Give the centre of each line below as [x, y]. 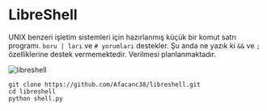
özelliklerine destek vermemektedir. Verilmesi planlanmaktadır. [112, 54]
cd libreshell [32, 91]
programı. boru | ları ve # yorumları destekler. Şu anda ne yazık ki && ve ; [134, 45]
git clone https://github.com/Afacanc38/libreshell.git [104, 84]
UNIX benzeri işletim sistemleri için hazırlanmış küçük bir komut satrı [123, 37]
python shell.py [36, 98]
